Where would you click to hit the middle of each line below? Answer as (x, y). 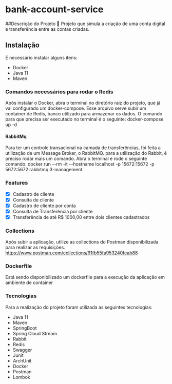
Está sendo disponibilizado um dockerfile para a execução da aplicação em (85, 277)
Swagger (22, 350)
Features (17, 183)
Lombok (22, 377)
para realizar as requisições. (35, 248)
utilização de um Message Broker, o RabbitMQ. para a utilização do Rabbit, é (86, 153)
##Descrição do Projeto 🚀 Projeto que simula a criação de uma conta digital (85, 24)
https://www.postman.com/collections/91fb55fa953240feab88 (72, 253)
